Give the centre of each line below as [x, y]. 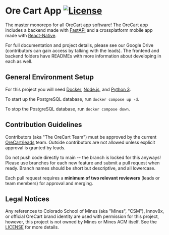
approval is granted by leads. [35, 148]
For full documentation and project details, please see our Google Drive [79, 45]
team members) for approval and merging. [49, 183]
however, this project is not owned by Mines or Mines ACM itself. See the [81, 222]
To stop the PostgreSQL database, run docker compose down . [68, 109]
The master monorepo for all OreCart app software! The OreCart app [77, 25]
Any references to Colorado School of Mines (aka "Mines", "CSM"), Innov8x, [85, 211]
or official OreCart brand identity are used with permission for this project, [82, 216]
